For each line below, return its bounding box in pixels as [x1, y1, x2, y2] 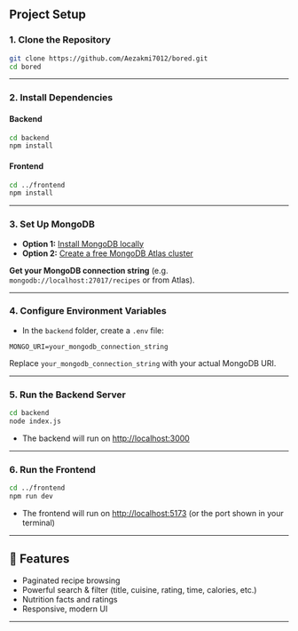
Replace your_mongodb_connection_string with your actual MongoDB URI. [9, 357, 277, 368]
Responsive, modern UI [21, 603, 108, 614]
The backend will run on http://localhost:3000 [21, 433, 191, 443]
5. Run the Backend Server [9, 388, 126, 401]
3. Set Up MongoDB [9, 218, 95, 230]
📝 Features [9, 551, 70, 567]
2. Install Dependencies [9, 92, 114, 104]
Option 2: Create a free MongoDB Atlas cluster [21, 248, 193, 259]
